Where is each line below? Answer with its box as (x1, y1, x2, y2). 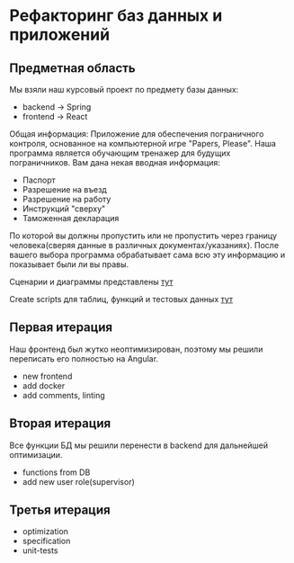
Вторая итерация (9, 416, 111, 432)
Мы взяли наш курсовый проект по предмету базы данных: (9, 85, 239, 94)
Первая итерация (9, 320, 113, 335)
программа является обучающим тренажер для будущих (9, 147, 231, 158)
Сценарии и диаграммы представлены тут (9, 276, 174, 287)
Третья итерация (9, 503, 111, 518)
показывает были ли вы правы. (9, 259, 129, 270)
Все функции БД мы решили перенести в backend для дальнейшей (9, 440, 268, 451)
